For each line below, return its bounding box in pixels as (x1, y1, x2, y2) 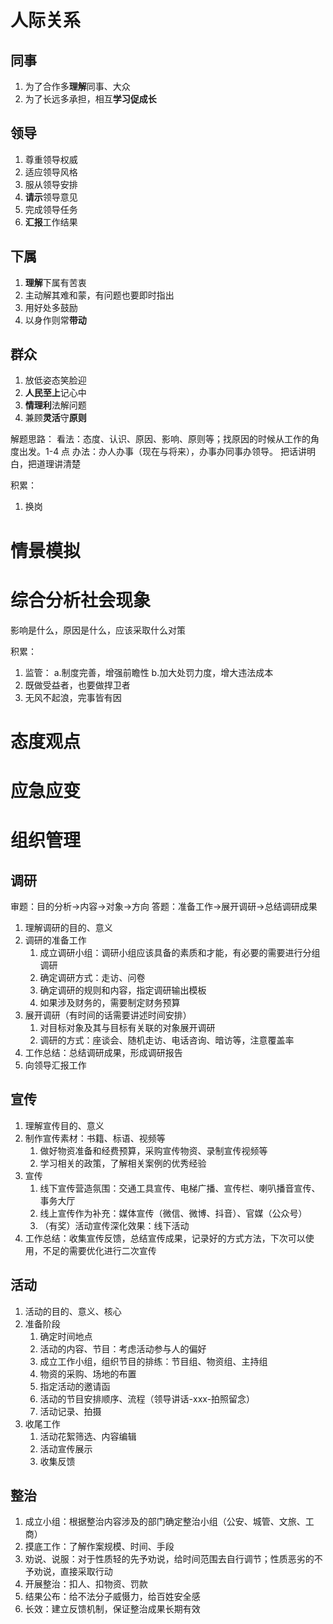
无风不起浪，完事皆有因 (24, 691, 122, 703)
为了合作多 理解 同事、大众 (24, 81, 131, 92)
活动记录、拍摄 (39, 1405, 102, 1417)
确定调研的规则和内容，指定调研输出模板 (39, 984, 207, 996)
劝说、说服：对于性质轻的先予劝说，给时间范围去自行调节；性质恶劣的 (24, 1553, 315, 1565)
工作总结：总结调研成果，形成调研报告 (24, 1046, 183, 1058)
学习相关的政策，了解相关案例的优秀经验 (39, 1157, 207, 1169)
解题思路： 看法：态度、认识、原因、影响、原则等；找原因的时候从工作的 (10, 433, 311, 445)
